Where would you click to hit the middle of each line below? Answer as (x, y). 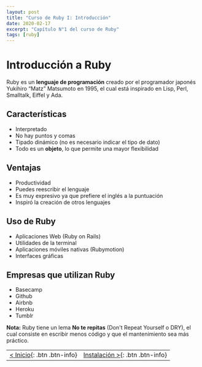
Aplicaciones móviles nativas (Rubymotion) (70, 249)
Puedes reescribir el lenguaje (52, 189)
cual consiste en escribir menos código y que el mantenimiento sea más (98, 334)
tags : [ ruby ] (23, 35)
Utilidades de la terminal (46, 243)
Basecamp (29, 290)
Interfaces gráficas (39, 255)
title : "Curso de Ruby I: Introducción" (59, 18)
